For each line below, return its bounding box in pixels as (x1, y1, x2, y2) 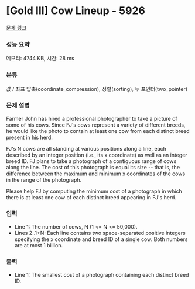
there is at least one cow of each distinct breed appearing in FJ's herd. (6, 193, 177, 200)
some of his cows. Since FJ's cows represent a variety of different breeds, (6, 121, 186, 128)
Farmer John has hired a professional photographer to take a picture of (6, 115, 177, 122)
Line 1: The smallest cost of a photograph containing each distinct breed (14, 271, 189, 278)
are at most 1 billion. (14, 242, 63, 249)
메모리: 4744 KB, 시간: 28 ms (6, 55, 74, 62)
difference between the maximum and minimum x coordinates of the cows (6, 170, 186, 177)
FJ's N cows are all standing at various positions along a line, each (6, 145, 167, 152)
